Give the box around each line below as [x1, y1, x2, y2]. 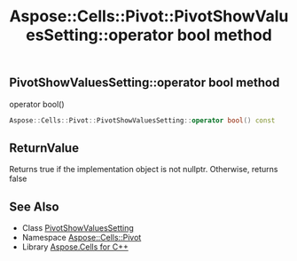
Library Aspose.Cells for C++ [21, 241, 129, 252]
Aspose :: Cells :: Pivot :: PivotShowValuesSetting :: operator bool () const [9, 115, 276, 125]
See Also [9, 199, 59, 214]
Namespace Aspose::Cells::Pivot [21, 233, 142, 243]
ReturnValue [9, 140, 80, 155]
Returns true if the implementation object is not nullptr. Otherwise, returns [9, 164, 278, 175]
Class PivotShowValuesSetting [21, 223, 135, 233]
